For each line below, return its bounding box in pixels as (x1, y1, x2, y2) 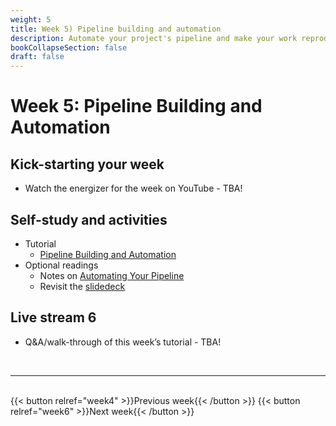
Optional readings (24, 259, 99, 271)
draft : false (10, 52, 65, 62)
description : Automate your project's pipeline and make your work (10, 33, 298, 43)
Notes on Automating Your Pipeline (39, 269, 185, 281)
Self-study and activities (10, 211, 168, 228)
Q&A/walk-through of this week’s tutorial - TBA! (24, 336, 222, 348)
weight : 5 (10, 14, 52, 25)
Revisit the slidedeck (39, 280, 126, 292)
